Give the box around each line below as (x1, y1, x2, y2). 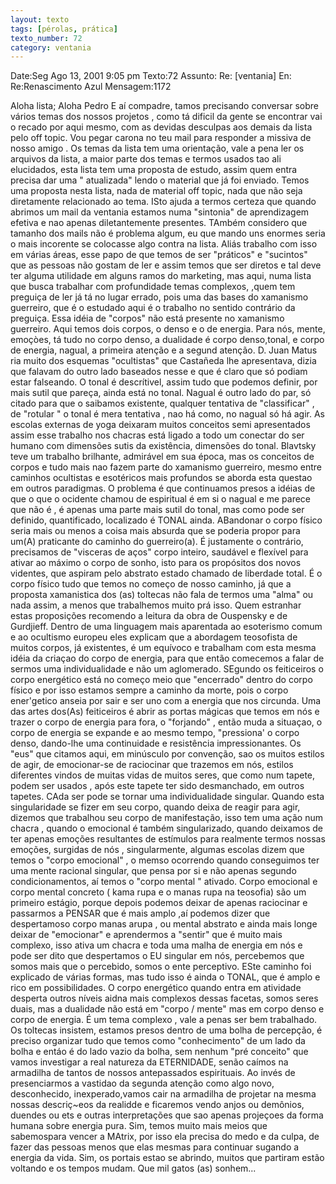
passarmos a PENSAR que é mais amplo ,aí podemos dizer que (10, 907, 271, 920)
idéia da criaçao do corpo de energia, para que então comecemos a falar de (10, 652, 325, 665)
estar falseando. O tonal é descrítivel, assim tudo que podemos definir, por (10, 376, 318, 388)
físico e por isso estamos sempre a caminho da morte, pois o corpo (10, 684, 289, 696)
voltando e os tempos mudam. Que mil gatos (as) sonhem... (10, 1162, 257, 1175)
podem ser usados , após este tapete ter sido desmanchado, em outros (10, 780, 305, 792)
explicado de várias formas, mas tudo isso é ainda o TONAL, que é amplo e (10, 971, 321, 983)
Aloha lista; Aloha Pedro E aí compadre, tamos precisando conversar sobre (10, 100, 319, 112)
